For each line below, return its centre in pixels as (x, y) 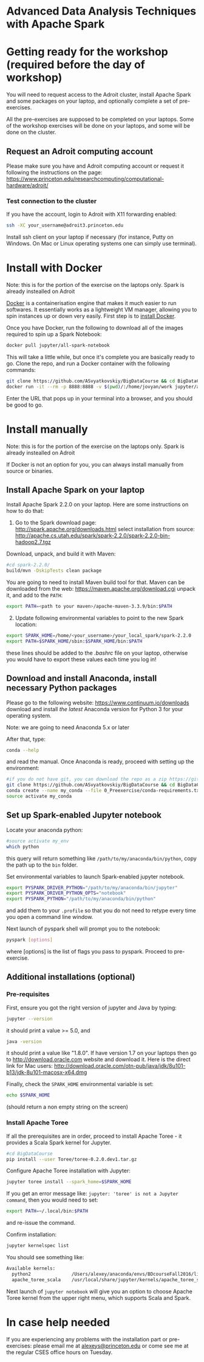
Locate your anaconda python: (45, 830)
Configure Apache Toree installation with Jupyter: (68, 1171)
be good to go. (25, 405)
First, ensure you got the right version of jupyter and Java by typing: (92, 1008)
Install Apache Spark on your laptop (76, 490)
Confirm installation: (32, 1234)
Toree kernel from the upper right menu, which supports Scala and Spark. (99, 1298)
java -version (24, 1041)
